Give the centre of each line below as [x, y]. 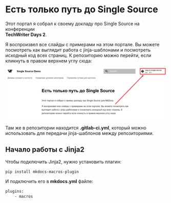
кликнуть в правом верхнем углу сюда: [49, 60]
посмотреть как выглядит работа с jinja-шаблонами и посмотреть [78, 50]
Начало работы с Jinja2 [45, 149]
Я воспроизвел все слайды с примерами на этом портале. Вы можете [82, 44]
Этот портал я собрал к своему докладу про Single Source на [72, 24]
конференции [20, 29]
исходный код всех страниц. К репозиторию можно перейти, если [78, 55]
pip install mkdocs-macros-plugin [42, 172]
